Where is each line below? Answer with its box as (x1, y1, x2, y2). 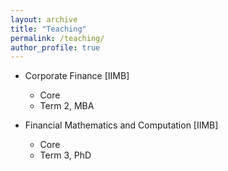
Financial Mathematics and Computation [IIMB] (24, 119, 219, 131)
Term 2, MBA (39, 100, 95, 112)
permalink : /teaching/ (10, 33, 105, 43)
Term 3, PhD (39, 149, 92, 161)
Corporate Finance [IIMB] (24, 70, 130, 82)
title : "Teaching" (10, 24, 87, 34)
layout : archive (10, 14, 78, 25)
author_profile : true (10, 42, 101, 53)
